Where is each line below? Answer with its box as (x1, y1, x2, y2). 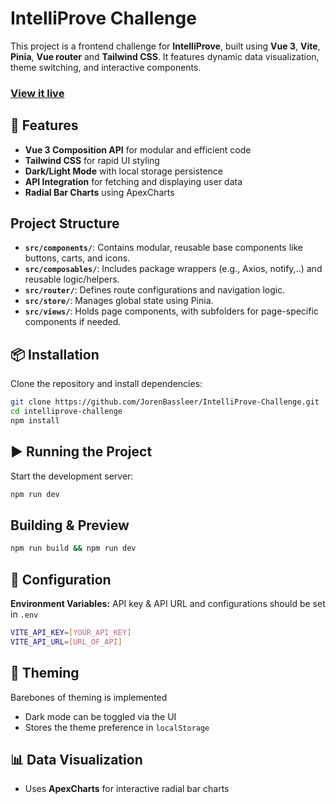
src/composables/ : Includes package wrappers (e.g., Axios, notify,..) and (24, 263, 323, 275)
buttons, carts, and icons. (24, 252, 131, 264)
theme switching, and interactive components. (10, 61, 202, 73)
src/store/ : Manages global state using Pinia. (24, 295, 214, 307)
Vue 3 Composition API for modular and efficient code (24, 143, 252, 156)
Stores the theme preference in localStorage (24, 721, 210, 733)
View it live (10, 86, 65, 100)
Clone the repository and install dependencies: (10, 378, 203, 390)
